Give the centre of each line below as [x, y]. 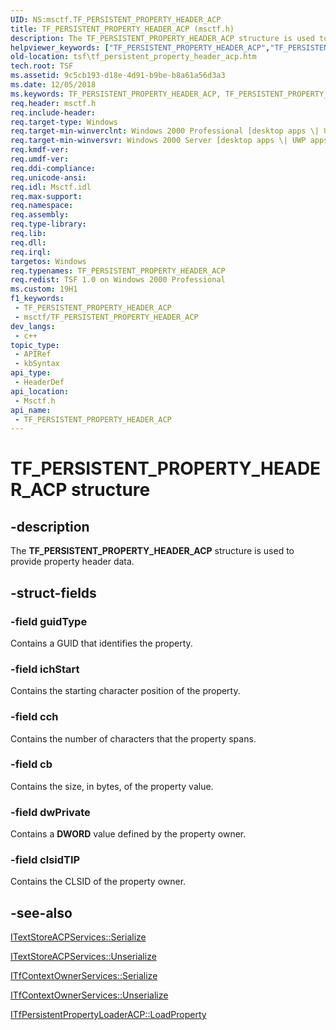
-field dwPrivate [50, 812]
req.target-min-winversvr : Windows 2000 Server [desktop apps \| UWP [158, 141]
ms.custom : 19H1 [44, 289]
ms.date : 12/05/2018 [53, 85]
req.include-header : [53, 112]
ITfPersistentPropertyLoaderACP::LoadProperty [108, 1015]
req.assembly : [40, 215]
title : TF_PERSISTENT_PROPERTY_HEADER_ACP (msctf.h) [122, 29]
